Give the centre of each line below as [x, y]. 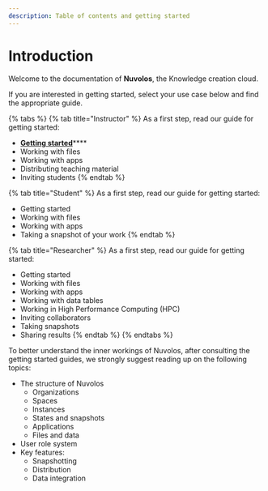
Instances [49, 409]
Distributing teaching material [69, 169]
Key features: [42, 452]
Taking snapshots [49, 326]
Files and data [55, 435]
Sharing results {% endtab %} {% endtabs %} [97, 335]
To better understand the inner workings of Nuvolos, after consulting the [129, 350]
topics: [20, 367]
